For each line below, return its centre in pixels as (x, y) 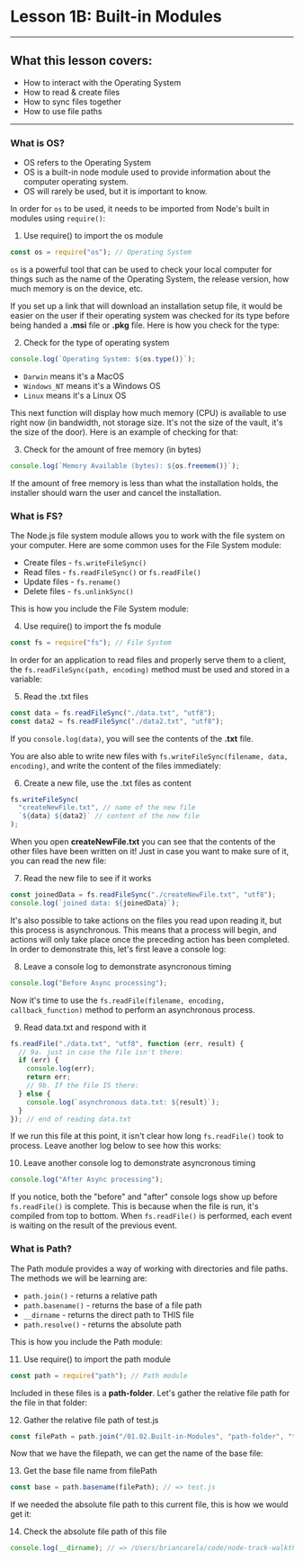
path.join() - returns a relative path (90, 1295)
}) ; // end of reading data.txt (71, 1119)
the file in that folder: (49, 1403)
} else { (35, 1094)
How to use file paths (62, 111)
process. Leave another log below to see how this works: (116, 1146)
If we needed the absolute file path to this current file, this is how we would (149, 1504)
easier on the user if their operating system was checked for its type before (150, 315)
